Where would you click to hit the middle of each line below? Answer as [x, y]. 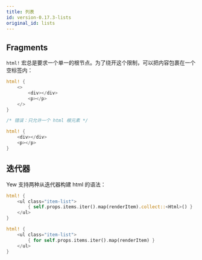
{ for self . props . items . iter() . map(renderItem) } [91, 240]
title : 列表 [20, 12]
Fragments [27, 47]
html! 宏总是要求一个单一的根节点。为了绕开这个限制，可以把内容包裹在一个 [101, 63]
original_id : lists [31, 23]
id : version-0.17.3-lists [39, 17]
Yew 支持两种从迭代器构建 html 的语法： [56, 184]
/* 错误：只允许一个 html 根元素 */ [47, 121]
